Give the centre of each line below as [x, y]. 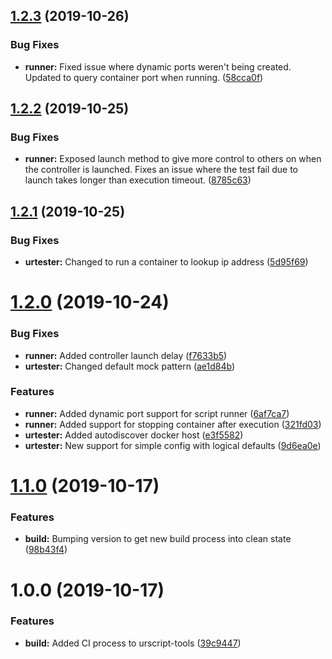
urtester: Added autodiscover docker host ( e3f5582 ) [134, 435]
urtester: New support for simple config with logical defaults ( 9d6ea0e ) [173, 445]
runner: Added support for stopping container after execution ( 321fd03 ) [173, 424]
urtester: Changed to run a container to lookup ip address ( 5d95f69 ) [166, 262]
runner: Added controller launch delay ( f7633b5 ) [126, 355]
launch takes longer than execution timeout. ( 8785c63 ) [138, 180]
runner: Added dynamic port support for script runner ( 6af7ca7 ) [157, 413]
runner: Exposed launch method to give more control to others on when [173, 159]
